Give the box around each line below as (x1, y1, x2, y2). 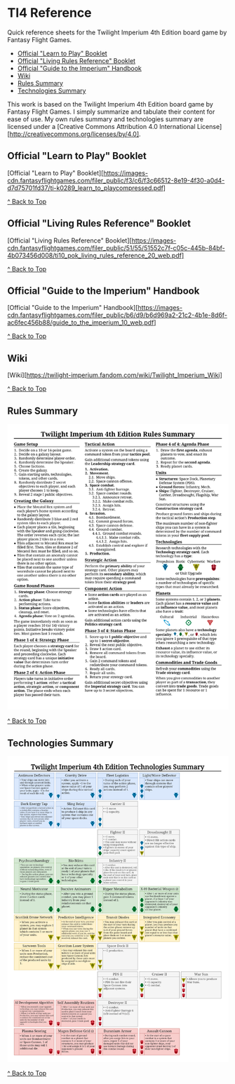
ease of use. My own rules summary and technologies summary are (7, 114, 203, 123)
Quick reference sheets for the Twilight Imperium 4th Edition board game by (7, 28, 227, 36)
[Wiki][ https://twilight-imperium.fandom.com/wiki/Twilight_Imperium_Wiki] (7, 371, 222, 379)
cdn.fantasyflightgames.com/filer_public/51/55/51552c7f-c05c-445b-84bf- (7, 243, 226, 252)
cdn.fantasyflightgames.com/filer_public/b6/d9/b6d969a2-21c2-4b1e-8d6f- (7, 311, 228, 320)
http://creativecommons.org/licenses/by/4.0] (9, 130, 140, 138)
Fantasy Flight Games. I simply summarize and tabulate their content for (7, 107, 215, 116)
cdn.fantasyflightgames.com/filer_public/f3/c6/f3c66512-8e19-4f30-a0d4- (7, 176, 225, 184)
